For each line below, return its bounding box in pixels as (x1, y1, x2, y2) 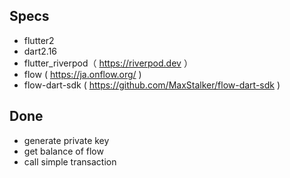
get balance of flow (23, 145, 104, 157)
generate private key (23, 134, 110, 146)
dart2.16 (23, 45, 58, 57)
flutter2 (23, 34, 55, 46)
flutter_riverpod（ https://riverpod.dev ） (23, 57, 193, 69)
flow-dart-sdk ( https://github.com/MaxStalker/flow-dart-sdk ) (23, 79, 281, 91)
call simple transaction (23, 155, 117, 168)
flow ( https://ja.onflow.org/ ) (23, 68, 142, 80)
